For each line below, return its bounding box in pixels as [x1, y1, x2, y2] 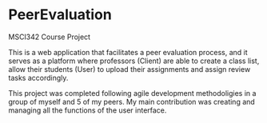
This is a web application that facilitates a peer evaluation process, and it [8, 47, 248, 57]
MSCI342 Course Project [8, 32, 90, 42]
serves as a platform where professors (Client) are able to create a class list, [8, 56, 260, 65]
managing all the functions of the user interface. [8, 105, 167, 115]
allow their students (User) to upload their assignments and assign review [8, 64, 251, 73]
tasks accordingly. [8, 73, 69, 82]
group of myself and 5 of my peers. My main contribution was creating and [8, 97, 256, 106]
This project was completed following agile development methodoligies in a [8, 88, 257, 97]
